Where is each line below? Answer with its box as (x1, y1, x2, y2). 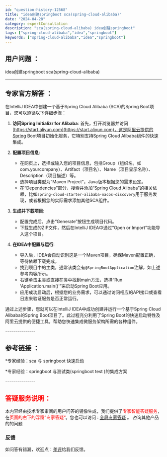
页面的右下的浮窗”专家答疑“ (9, 414, 66, 420)
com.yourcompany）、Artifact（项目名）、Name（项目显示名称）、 (19, 166, 153, 172)
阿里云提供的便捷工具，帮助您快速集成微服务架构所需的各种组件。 (5, 318, 140, 324)
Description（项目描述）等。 (19, 172, 79, 178)
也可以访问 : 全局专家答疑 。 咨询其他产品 (74, 414, 159, 420)
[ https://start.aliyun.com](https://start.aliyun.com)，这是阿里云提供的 (12, 126, 154, 132)
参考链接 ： (5, 344, 40, 352)
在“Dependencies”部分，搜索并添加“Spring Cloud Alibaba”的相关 (19, 185, 153, 191)
